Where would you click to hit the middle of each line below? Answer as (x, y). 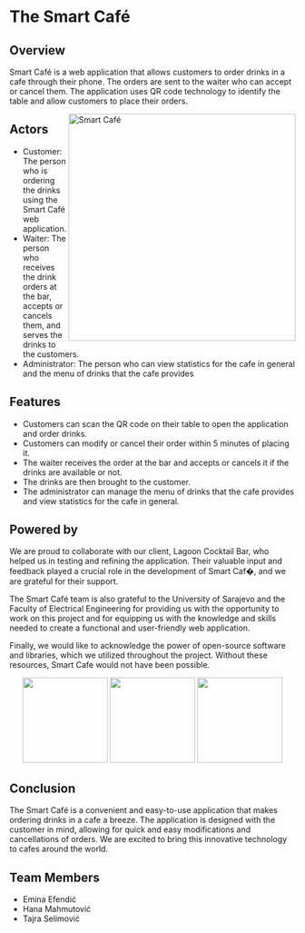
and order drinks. (55, 433)
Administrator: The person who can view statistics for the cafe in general (158, 363)
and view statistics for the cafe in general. (101, 501)
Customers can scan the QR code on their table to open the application (155, 423)
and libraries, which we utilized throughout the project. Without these (138, 655)
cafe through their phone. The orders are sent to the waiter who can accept (151, 82)
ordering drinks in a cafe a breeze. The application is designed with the (143, 820)
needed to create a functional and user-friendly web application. (130, 628)
